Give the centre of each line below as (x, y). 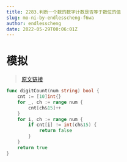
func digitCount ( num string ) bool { (53, 91)
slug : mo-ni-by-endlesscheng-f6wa (50, 18)
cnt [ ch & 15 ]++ (45, 108)
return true (32, 147)
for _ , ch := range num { (50, 102)
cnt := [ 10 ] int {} (39, 97)
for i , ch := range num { (50, 119)
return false (55, 131)
